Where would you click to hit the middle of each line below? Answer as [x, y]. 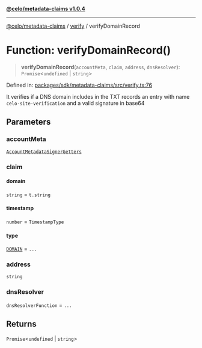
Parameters [29, 122]
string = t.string [29, 194]
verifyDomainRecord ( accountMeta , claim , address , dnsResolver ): [100, 67]
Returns [22, 324]
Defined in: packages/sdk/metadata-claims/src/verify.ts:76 [79, 85]
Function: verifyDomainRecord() [89, 50]
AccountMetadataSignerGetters [44, 152]
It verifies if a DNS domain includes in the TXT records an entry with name [98, 96]
